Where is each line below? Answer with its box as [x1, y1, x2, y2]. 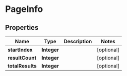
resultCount [7, 55, 37, 61]
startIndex [7, 46, 33, 53]
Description [63, 38, 92, 45]
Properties [5, 23, 39, 32]
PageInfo [5, 3, 43, 15]
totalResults [7, 63, 37, 69]
